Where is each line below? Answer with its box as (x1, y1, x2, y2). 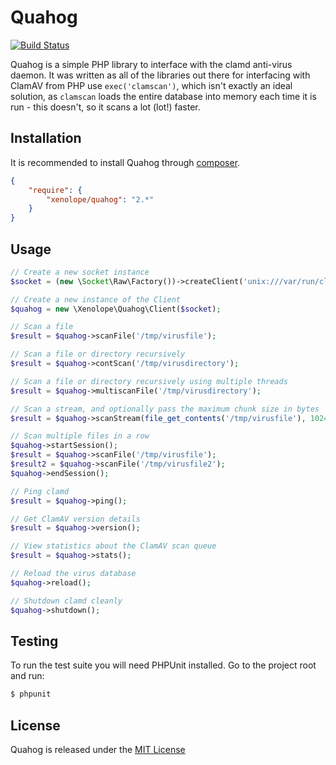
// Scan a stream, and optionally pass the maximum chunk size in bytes (10, 404, 320, 414)
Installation (10, 130, 82, 147)
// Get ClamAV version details (10, 514, 141, 524)
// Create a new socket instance (10, 267, 150, 277)
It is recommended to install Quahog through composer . (10, 156, 241, 168)
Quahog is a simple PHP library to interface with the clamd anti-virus (10, 58, 293, 70)
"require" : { (28, 185, 83, 195)
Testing (10, 632, 59, 650)
